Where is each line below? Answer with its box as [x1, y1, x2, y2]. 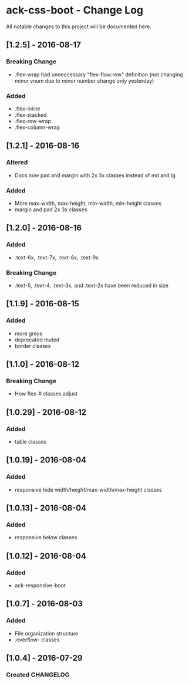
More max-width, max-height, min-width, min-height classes [14, 200, 162, 207]
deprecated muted [14, 336, 60, 343]
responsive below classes [14, 534, 77, 541]
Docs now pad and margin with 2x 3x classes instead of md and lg [14, 171, 176, 179]
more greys [14, 330, 43, 337]
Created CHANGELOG [6, 671, 70, 679]
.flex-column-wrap [14, 124, 60, 131]
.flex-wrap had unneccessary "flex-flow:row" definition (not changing [14, 71, 183, 78]
